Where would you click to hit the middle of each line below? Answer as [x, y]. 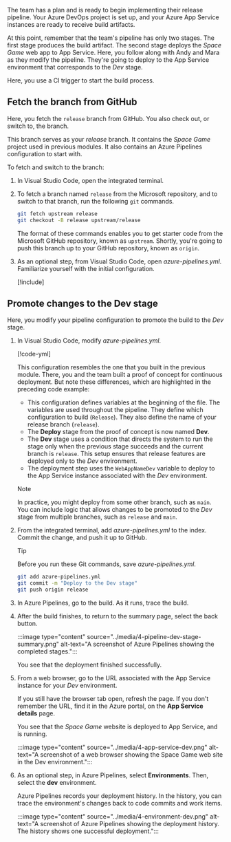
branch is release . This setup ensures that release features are [117, 454]
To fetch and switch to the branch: [56, 167]
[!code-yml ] [34, 354]
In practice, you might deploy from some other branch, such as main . [114, 502]
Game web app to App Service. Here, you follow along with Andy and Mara [113, 52]
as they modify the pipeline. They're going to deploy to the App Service [108, 60]
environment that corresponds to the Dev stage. [75, 67]
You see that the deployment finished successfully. [89, 665]
